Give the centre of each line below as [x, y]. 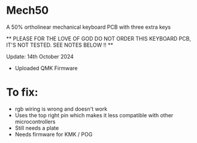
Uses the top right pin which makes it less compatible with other [94, 115]
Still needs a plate [37, 128]
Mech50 [28, 10]
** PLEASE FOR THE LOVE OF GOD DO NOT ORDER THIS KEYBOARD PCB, [99, 38]
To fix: [22, 92]
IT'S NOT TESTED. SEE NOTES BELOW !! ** [60, 45]
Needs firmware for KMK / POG [54, 134]
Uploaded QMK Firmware [46, 68]
